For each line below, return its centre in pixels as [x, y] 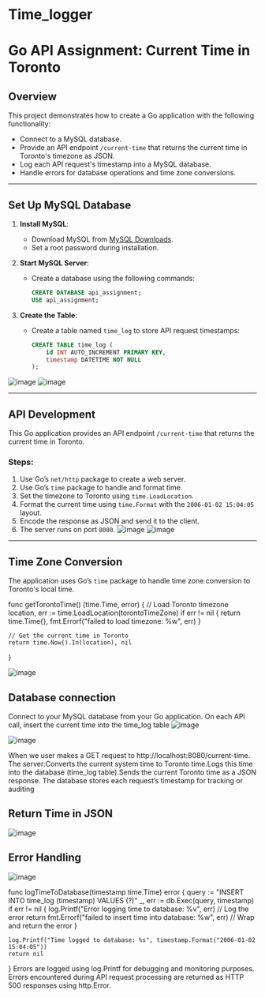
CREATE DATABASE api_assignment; [86, 293]
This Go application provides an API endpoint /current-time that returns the [131, 433]
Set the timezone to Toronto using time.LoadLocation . [107, 496]
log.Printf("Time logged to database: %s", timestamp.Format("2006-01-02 [132, 940]
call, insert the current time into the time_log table [89, 725]
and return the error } [43, 925]
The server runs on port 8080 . [67, 530]
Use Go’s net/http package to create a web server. [103, 479]
